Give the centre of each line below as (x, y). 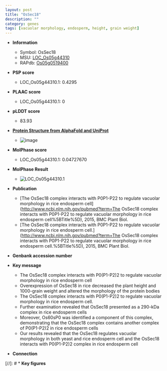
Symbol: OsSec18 (38, 52)
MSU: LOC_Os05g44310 (45, 57)
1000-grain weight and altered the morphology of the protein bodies (90, 291)
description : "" (22, 19)
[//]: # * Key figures (25, 364)
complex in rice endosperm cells (53, 312)
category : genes (22, 24)
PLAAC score (26, 92)
